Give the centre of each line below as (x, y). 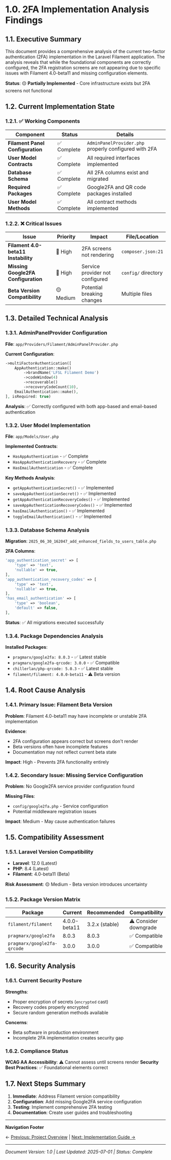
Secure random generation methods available (60, 1012)
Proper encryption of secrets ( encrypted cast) (60, 1002)
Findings (24, 20)
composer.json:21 (142, 252)
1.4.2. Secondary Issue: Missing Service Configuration (74, 775)
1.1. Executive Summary (43, 39)
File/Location (142, 236)
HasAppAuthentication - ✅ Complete (50, 456)
